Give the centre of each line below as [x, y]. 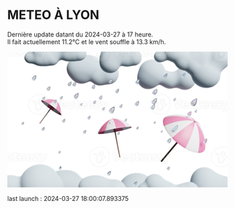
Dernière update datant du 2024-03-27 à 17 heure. [80, 34]
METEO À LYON [54, 15]
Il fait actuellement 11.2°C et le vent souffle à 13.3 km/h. [87, 41]
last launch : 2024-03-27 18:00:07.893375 [68, 199]
